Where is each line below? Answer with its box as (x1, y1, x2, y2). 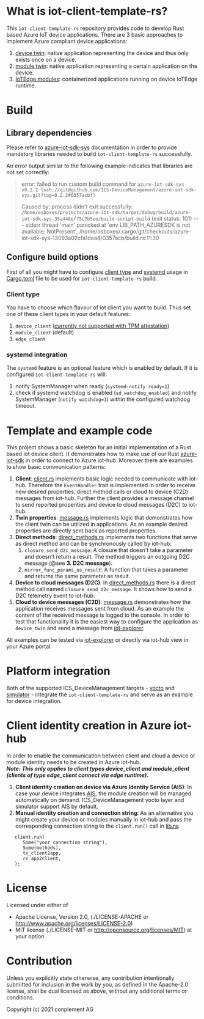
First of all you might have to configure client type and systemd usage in (6, 268, 188, 276)
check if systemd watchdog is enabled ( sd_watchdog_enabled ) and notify (15, 389, 197, 397)
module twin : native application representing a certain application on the (15, 62, 197, 70)
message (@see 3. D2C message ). (24, 559, 113, 567)
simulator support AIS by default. (15, 803, 99, 811)
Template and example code (6, 424, 153, 438)
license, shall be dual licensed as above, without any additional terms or (6, 987, 188, 995)
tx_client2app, (22, 850, 62, 856)
